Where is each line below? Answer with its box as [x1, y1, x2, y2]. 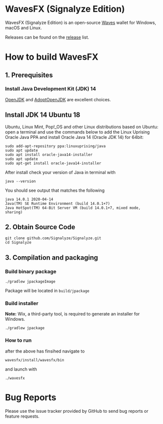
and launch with [5, 366, 38, 372]
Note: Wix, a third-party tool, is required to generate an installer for [5, 311, 140, 317]
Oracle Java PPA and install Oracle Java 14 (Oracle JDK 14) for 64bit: [5, 134, 144, 140]
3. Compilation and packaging [5, 253, 99, 262]
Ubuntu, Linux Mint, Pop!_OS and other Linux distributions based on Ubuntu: [5, 124, 159, 130]
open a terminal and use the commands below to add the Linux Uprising [5, 129, 150, 135]
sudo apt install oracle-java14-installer [5, 152, 93, 157]
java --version [5, 179, 36, 184]
